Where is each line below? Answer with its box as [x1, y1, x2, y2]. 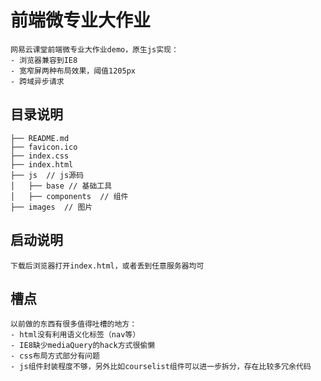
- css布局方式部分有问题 [10, 351, 100, 361]
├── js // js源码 [10, 170, 84, 180]
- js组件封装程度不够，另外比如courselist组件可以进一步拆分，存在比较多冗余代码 [10, 362, 312, 372]
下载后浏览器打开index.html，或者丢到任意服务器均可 [10, 261, 205, 271]
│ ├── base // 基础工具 [10, 181, 113, 191]
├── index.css [10, 151, 70, 161]
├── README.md [10, 133, 70, 143]
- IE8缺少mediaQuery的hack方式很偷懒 [10, 341, 156, 351]
